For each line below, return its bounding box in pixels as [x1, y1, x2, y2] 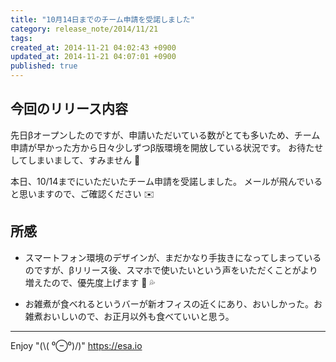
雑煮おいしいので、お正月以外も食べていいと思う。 [24, 310, 235, 322]
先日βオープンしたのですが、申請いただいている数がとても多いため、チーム [10, 129, 321, 141]
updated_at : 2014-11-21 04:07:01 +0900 [10, 52, 177, 62]
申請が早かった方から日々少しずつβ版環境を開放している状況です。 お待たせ [10, 141, 324, 153]
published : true [10, 61, 78, 71]
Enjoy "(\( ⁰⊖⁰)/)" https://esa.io [10, 339, 143, 351]
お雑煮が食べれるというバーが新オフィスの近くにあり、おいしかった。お [24, 297, 323, 310]
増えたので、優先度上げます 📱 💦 [24, 276, 156, 288]
